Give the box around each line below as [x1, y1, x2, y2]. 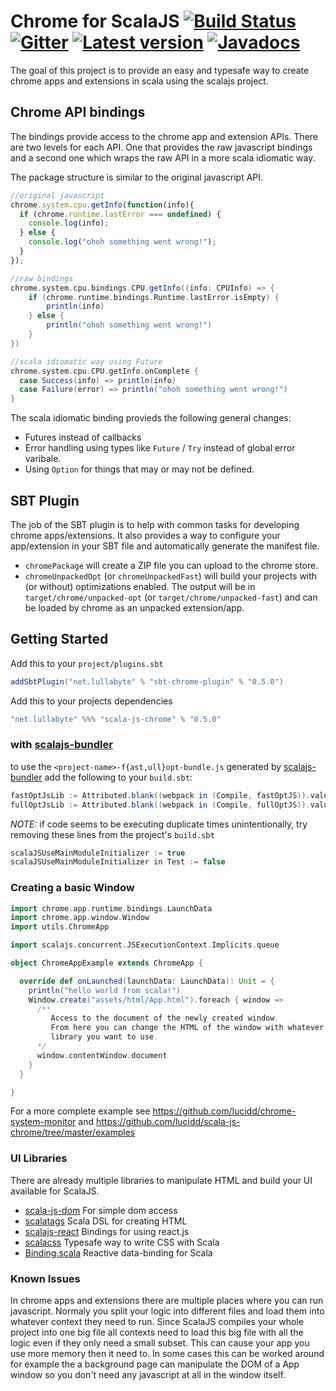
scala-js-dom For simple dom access [24, 1204, 178, 1216]
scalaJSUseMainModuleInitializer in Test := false [10, 857, 226, 867]
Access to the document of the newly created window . [50, 1013, 280, 1024]
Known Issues [10, 1271, 81, 1285]
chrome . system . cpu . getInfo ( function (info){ [10, 200, 195, 210]
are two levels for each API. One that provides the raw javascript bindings [10, 141, 313, 153]
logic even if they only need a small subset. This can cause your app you [10, 1337, 310, 1349]
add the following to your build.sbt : [44, 771, 193, 783]
